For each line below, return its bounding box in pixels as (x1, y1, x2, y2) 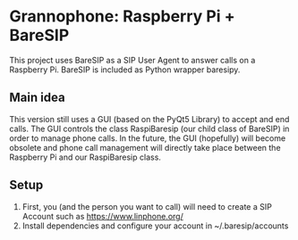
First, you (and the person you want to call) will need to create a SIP (21, 201, 273, 211)
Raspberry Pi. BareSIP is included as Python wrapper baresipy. (9, 64, 241, 75)
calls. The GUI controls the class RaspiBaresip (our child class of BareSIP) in (9, 123, 290, 134)
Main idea (9, 90, 65, 105)
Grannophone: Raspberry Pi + (9, 6, 235, 27)
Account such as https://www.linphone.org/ (21, 211, 183, 221)
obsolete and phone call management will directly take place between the (9, 142, 281, 153)
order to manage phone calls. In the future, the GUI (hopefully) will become (9, 132, 286, 144)
